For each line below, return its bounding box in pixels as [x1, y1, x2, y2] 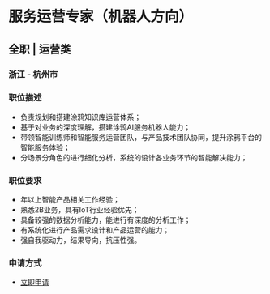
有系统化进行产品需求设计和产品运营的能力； [19, 225, 170, 235]
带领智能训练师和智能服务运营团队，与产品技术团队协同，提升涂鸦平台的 [19, 132, 262, 142]
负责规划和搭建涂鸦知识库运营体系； [19, 112, 142, 121]
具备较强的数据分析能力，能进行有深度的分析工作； [19, 215, 191, 225]
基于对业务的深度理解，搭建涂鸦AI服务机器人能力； [19, 122, 191, 132]
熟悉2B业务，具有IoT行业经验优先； [19, 205, 139, 215]
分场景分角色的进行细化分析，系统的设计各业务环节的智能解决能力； [19, 152, 248, 162]
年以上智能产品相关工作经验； [19, 195, 120, 205]
